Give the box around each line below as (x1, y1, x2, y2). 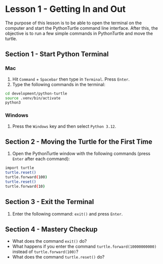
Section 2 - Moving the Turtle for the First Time (5, 137, 153, 146)
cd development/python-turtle (5, 91, 68, 96)
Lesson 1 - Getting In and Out (5, 3, 126, 15)
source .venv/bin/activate (5, 96, 61, 101)
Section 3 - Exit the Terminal (5, 198, 94, 206)
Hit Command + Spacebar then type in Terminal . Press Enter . (12, 76, 130, 82)
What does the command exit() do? (12, 238, 87, 244)
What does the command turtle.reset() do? (12, 254, 105, 260)
